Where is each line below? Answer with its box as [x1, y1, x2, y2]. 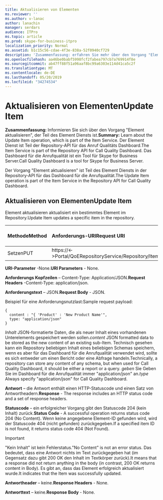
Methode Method [7, 232, 47, 239]
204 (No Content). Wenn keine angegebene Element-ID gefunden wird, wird [5, 415, 158, 421]
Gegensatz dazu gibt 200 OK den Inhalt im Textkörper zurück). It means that [5, 455, 157, 461]
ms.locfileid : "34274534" [5, 79, 57, 84]
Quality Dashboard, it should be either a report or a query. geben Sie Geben [5, 366, 156, 372]
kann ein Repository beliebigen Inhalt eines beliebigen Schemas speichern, [5, 345, 155, 351]
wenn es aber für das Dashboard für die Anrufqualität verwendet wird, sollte [5, 350, 158, 356]
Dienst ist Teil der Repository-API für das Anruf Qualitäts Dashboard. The [5, 142, 149, 148]
